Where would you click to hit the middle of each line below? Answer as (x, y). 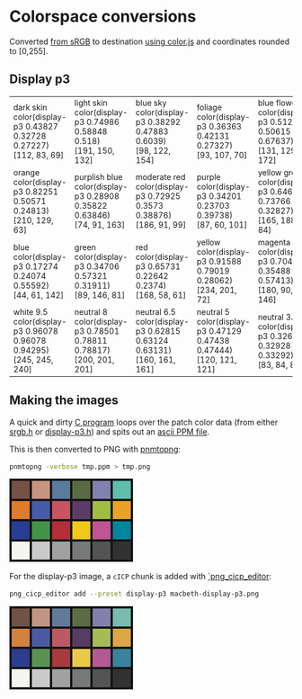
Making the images (64, 401)
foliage (209, 107)
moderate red (160, 177)
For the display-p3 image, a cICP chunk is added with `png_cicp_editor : (141, 577)
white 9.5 (31, 312)
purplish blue (98, 177)
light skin (91, 103)
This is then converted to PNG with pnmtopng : (95, 449)
